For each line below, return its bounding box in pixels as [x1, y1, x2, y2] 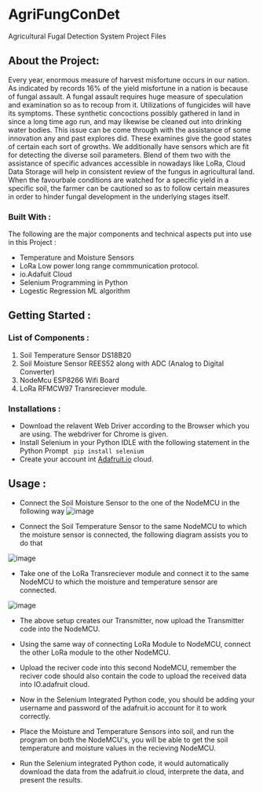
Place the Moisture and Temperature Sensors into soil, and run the [19, 726, 234, 735]
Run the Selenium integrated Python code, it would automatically [19, 758, 229, 768]
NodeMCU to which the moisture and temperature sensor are [19, 577, 218, 586]
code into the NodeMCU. [19, 624, 100, 633]
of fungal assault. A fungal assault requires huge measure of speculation [8, 92, 243, 101]
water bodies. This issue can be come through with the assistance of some [8, 125, 251, 134]
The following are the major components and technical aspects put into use [8, 229, 253, 239]
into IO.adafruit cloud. [19, 679, 90, 688]
